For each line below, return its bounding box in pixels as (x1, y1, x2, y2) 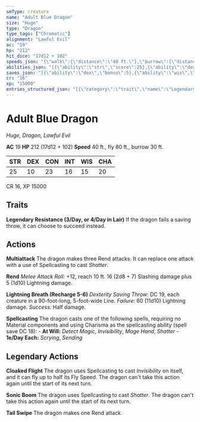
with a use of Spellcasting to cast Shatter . (6, 262, 109, 269)
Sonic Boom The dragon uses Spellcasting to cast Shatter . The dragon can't (6, 392, 194, 399)
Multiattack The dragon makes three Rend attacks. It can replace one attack (6, 255, 194, 262)
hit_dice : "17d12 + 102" (6, 53, 68, 59)
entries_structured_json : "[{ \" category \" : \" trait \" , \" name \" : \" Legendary (6, 86, 196, 92)
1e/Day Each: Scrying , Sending (6, 334, 83, 342)
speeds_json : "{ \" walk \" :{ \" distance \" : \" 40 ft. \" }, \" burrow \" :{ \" (6, 58, 177, 64)
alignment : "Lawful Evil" (6, 36, 70, 42)
